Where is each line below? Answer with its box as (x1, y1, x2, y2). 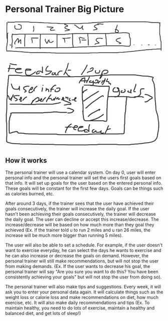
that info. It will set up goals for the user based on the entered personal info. (5, 180, 162, 186)
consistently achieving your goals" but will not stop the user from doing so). (5, 274, 162, 280)
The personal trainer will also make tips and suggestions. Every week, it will (5, 283, 161, 289)
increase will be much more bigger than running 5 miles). (5, 232, 123, 238)
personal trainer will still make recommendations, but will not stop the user (5, 258, 159, 264)
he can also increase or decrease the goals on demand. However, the (5, 252, 149, 258)
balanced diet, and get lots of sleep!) (5, 310, 81, 316)
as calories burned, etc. (5, 190, 54, 196)
